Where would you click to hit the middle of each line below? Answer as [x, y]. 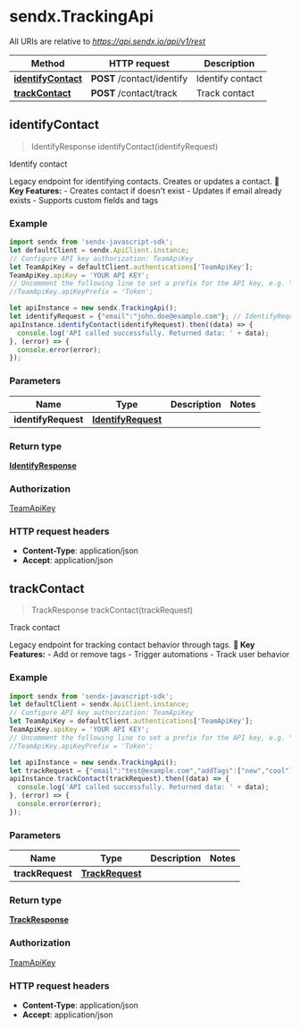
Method [48, 63]
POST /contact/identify [139, 78]
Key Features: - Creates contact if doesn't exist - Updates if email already [146, 191]
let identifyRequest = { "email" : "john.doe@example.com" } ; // [125, 317]
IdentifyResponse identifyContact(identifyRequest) [125, 146]
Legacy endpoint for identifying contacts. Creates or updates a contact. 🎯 [145, 181]
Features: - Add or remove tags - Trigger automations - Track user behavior [150, 655]
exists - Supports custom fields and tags [84, 200]
